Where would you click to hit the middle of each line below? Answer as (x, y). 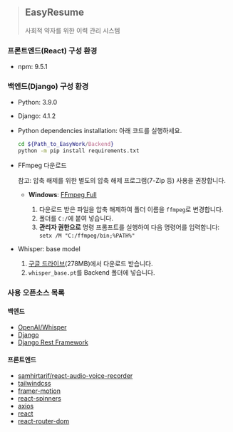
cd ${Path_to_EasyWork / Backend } (66, 144)
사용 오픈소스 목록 (36, 293)
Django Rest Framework (53, 342)
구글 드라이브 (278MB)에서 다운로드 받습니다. (90, 264)
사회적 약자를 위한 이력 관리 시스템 (72, 30)
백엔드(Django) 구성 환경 (48, 87)
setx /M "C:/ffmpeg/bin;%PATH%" (87, 236)
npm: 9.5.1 (32, 67)
